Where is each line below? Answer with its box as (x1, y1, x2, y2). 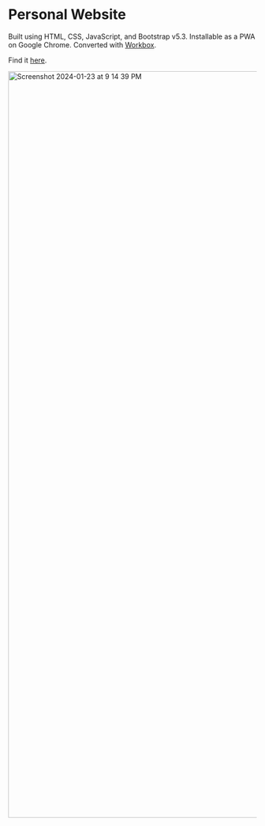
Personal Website (8, 6, 126, 24)
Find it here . (8, 55, 47, 65)
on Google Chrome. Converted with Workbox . (8, 40, 156, 49)
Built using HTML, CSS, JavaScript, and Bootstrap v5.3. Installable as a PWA (8, 32, 256, 41)
